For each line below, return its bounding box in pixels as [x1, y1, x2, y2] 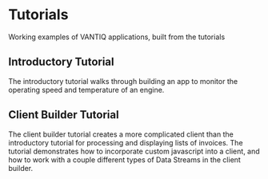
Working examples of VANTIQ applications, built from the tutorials [8, 32, 226, 42]
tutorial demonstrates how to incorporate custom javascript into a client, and [8, 146, 260, 156]
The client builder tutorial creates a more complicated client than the [8, 129, 234, 139]
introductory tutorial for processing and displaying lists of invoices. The [8, 137, 243, 147]
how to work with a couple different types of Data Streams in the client [8, 154, 242, 165]
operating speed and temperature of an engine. [8, 85, 165, 94]
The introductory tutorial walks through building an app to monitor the [8, 76, 238, 86]
